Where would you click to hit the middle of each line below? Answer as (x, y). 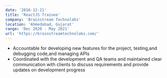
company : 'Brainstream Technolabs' (43, 19)
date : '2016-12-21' (26, 10)
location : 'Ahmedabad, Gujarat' (40, 24)
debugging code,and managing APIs (51, 54)
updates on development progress (49, 70)
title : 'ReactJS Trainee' (33, 15)
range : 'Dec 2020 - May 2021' (38, 29)
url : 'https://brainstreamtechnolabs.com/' (52, 34)
